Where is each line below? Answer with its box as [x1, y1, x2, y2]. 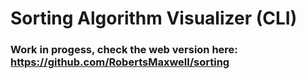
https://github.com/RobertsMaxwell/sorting [10, 55, 230, 69]
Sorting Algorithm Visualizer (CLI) [10, 7, 298, 30]
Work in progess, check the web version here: [10, 43, 238, 57]
